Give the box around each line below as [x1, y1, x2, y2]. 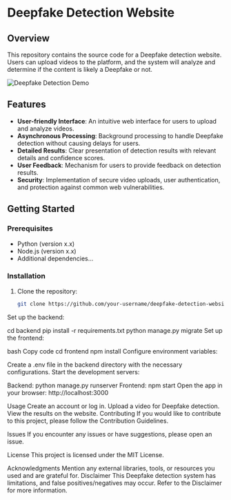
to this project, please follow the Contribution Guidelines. [7, 416, 169, 425]
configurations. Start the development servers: [7, 367, 140, 376]
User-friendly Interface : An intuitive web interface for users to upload [17, 117, 217, 125]
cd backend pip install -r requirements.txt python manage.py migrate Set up [7, 326, 223, 334]
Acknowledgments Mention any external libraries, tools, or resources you [7, 464, 215, 472]
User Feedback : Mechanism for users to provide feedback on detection [17, 161, 221, 169]
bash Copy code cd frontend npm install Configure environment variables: [7, 347, 218, 355]
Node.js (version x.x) [17, 247, 77, 255]
